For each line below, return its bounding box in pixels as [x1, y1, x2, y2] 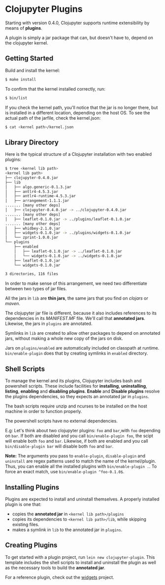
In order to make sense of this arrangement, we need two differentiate [5, 280, 148, 286]
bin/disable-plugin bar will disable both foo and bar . [5, 444, 114, 450]
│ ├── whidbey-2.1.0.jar [5, 226, 61, 231]
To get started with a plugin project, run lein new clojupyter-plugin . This [5, 554, 155, 560]
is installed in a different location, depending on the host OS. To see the [5, 110, 150, 116]
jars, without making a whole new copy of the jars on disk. [5, 335, 123, 342]
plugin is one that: [5, 501, 42, 507]
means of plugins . [5, 25, 43, 31]
